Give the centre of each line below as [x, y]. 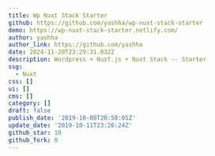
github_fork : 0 [33, 140]
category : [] [30, 103]
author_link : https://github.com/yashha [76, 45]
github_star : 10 [35, 132]
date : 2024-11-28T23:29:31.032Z [61, 52]
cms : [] [21, 96]
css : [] [21, 81]
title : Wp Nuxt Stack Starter [58, 15]
